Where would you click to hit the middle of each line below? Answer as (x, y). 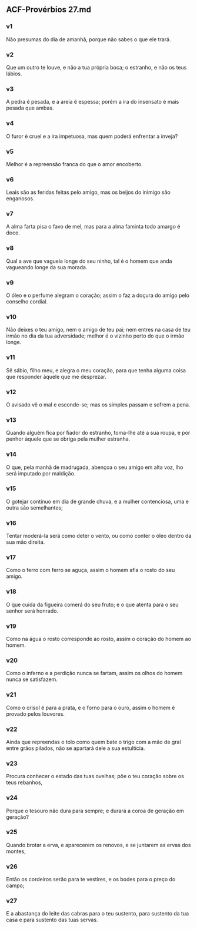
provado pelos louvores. (35, 714)
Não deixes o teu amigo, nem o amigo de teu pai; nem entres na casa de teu (98, 330)
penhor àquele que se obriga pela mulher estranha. (68, 439)
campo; (15, 885)
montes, (16, 851)
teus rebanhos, (24, 782)
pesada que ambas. (30, 108)
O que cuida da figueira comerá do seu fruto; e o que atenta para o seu (92, 604)
